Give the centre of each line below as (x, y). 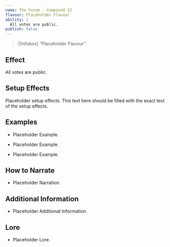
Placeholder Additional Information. (50, 211)
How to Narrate (30, 170)
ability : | (17, 19)
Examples (21, 122)
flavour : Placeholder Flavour (38, 15)
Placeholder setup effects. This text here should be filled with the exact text (85, 100)
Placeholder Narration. (36, 183)
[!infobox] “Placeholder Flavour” (52, 44)
